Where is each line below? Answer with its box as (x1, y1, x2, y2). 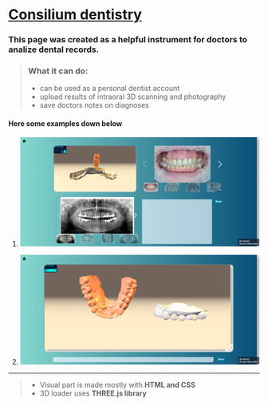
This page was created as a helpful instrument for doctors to (8, 34, 248, 45)
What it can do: (27, 65, 89, 77)
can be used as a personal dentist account (39, 84, 180, 93)
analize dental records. (8, 44, 100, 55)
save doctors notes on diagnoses (39, 101, 149, 110)
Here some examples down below (8, 119, 123, 128)
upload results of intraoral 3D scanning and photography (39, 92, 227, 101)
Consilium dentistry (8, 6, 142, 24)
